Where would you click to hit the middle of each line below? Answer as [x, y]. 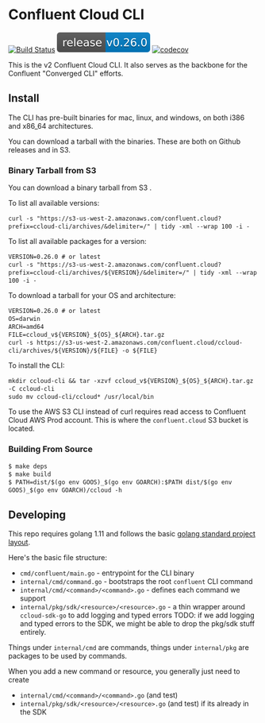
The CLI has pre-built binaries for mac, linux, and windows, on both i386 [127, 118]
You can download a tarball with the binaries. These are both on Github [124, 141]
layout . [19, 543]
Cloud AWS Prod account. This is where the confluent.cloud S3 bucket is [128, 420]
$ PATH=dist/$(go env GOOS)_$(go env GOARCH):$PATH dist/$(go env [120, 482]
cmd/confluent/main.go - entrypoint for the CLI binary [107, 573]
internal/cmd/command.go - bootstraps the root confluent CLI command [136, 582]
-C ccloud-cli [32, 389]
